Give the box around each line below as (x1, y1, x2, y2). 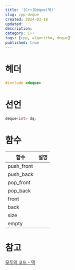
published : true (5, 40, 39, 45)
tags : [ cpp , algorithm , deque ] (5, 36, 70, 41)
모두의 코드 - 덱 (5, 259, 35, 265)
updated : (5, 21, 23, 27)
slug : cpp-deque (5, 12, 39, 17)
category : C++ (5, 31, 35, 36)
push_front (7, 163, 33, 170)
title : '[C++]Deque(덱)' (5, 7, 56, 13)
